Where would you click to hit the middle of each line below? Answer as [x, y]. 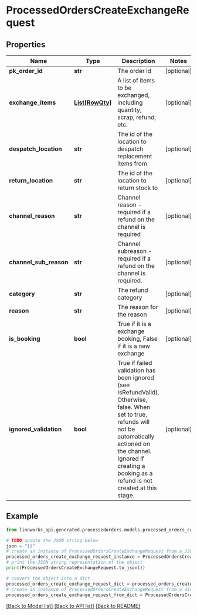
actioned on [134, 444]
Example [22, 516]
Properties [26, 44]
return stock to [137, 188]
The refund [133, 290]
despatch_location [36, 149]
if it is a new [134, 346]
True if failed [135, 363]
